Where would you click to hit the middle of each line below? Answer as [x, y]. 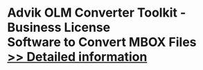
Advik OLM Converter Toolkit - [97, 13]
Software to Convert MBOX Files [102, 42]
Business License [59, 27]
